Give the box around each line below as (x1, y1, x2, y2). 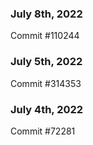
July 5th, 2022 (10, 55, 83, 69)
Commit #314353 (10, 77, 82, 89)
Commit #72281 (10, 125, 76, 137)
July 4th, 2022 (10, 102, 84, 116)
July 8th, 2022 (10, 7, 83, 21)
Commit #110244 (10, 30, 80, 42)
